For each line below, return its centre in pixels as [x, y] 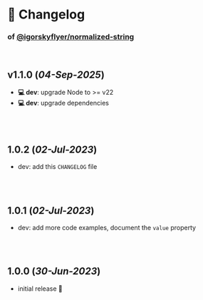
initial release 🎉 [40, 289]
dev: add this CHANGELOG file [57, 167]
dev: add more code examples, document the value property [107, 227]
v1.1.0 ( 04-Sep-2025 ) [56, 74]
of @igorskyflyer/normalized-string [71, 37]
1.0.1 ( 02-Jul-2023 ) [51, 211]
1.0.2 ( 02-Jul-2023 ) [52, 149]
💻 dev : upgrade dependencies [63, 103]
